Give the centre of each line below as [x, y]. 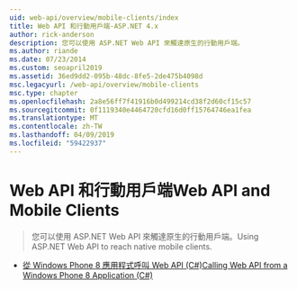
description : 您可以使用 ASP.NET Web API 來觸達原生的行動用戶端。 [127, 43]
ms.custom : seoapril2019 [56, 68]
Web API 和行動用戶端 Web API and [140, 190]
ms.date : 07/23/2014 [48, 59]
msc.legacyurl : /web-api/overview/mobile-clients [104, 85]
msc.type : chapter [44, 93]
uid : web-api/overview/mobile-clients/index [94, 18]
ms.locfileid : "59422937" [58, 143]
